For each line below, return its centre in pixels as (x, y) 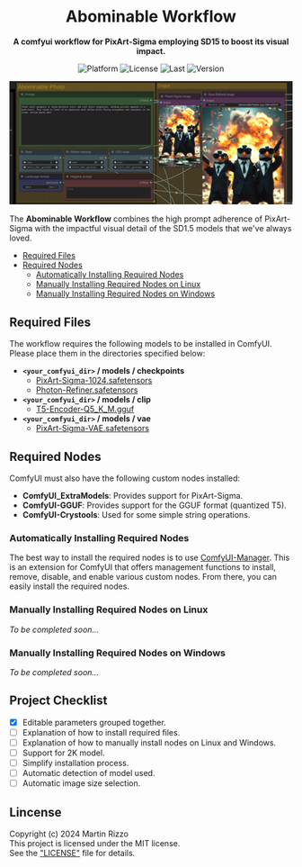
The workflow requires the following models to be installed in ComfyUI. (141, 344)
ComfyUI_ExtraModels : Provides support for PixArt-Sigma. (133, 496)
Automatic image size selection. (81, 783)
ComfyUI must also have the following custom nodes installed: (125, 478)
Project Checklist (58, 701)
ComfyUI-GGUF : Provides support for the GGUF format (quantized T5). (155, 505)
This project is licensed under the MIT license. (95, 844)
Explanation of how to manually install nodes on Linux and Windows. (149, 742)
